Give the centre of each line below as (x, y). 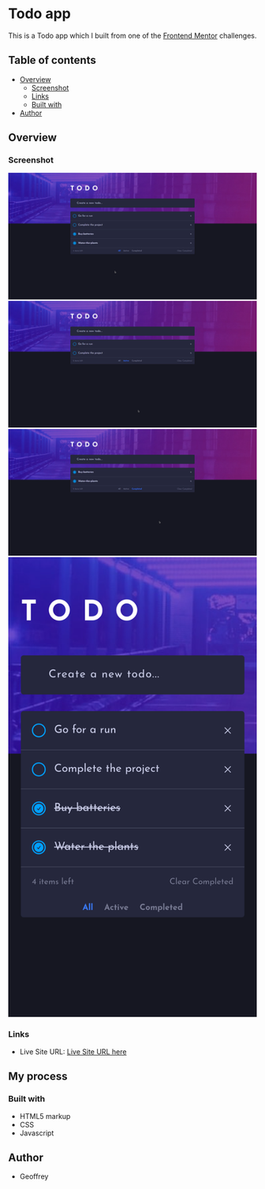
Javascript (37, 1133)
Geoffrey (34, 1176)
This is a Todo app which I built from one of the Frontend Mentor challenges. (132, 35)
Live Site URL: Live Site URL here (73, 1051)
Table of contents (52, 60)
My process (38, 1077)
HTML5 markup (45, 1116)
